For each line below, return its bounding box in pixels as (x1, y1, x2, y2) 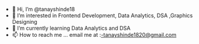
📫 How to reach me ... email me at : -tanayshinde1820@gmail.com (11, 32, 177, 38)
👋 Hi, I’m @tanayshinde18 (11, 6, 75, 12)
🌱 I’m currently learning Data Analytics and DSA (11, 24, 131, 32)
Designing (11, 18, 37, 25)
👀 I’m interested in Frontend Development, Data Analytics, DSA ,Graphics (11, 12, 193, 19)
